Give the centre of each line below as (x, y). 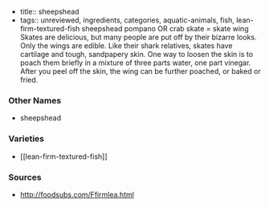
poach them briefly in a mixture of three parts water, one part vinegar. (135, 63)
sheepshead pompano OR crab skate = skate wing (165, 28)
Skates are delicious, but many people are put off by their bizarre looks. (138, 37)
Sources (25, 177)
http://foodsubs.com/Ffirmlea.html (77, 194)
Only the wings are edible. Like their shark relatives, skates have (126, 46)
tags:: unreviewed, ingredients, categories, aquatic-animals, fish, (127, 20)
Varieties (26, 139)
